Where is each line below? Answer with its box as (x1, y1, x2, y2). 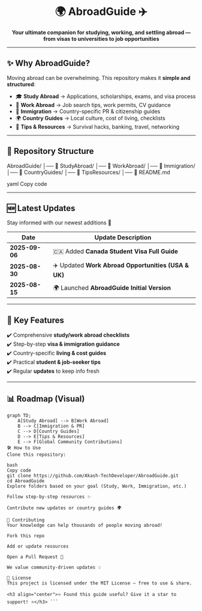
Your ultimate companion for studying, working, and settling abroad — (11, 28, 191, 36)
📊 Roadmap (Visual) (7, 393, 85, 404)
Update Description (94, 233, 152, 242)
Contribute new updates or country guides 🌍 (7, 505, 122, 511)
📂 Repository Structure (7, 146, 94, 156)
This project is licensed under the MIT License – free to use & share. (7, 580, 192, 586)
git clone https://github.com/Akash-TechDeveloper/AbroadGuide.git (7, 473, 179, 479)
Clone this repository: (7, 452, 67, 458)
